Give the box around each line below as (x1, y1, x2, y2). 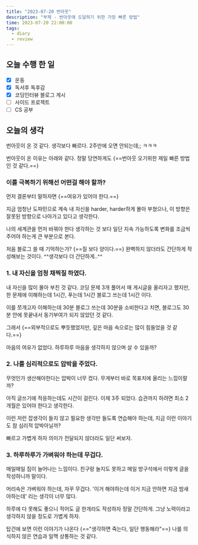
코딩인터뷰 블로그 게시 (14, 91, 66, 98)
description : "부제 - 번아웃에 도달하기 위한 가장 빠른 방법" (6, 14, 140, 20)
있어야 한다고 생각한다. (21, 402, 74, 409)
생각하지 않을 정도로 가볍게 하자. (6, 513, 81, 520)
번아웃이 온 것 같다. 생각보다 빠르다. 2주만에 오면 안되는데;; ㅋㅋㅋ (6, 142, 158, 149)
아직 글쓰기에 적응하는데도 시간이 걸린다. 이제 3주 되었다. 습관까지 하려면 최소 (6, 395, 184, 402)
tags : (6, 25, 20, 31)
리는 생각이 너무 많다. (28, 493, 77, 500)
